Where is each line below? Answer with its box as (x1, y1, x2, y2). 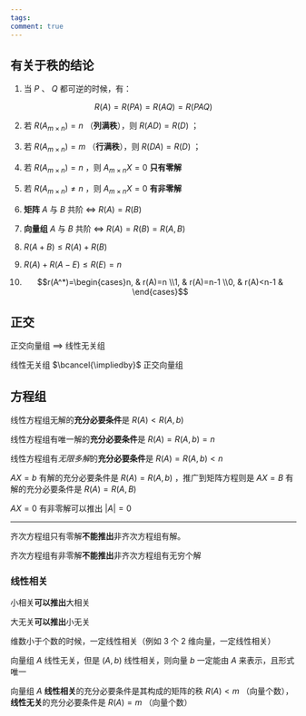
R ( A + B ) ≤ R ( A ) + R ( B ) (23, 241, 108, 252)
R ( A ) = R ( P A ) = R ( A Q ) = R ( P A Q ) (94, 102, 212, 113)
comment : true (10, 22, 64, 31)
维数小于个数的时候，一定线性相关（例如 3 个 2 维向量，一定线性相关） (10, 636, 276, 647)
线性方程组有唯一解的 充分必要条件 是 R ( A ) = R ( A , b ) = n (10, 434, 216, 445)
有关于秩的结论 (10, 57, 94, 73)
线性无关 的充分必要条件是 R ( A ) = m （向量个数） (10, 697, 192, 708)
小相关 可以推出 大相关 (10, 597, 90, 608)
